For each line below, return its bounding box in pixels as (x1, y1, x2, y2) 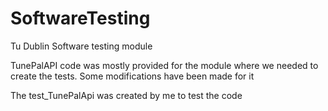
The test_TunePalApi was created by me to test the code (10, 89, 243, 101)
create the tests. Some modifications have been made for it (10, 70, 255, 82)
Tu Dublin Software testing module (10, 40, 153, 52)
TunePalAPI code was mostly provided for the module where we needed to (10, 59, 319, 71)
